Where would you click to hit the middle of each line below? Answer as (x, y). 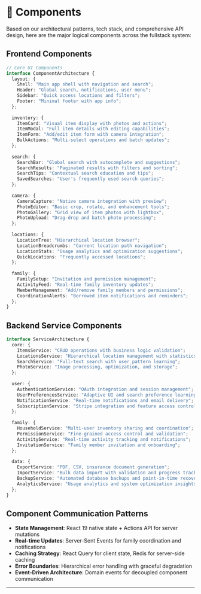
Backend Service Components (64, 325)
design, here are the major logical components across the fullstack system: (99, 35)
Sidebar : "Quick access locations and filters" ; (79, 96)
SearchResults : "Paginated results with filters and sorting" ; (98, 168)
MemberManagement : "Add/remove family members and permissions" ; (100, 290)
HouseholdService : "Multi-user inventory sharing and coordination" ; (106, 428)
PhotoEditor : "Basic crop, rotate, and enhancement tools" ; (93, 207)
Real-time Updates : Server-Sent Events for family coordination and (98, 541)
